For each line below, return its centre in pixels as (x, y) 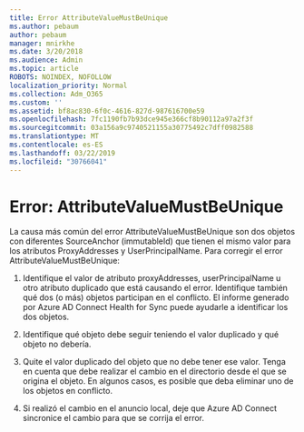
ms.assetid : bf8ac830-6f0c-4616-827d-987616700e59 (107, 111)
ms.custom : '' (36, 102)
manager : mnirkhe (42, 43)
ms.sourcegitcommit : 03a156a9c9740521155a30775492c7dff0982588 (132, 128)
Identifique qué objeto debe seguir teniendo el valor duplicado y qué (151, 335)
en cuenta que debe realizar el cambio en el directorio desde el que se (155, 372)
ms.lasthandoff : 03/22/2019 (63, 153)
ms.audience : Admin (46, 60)
